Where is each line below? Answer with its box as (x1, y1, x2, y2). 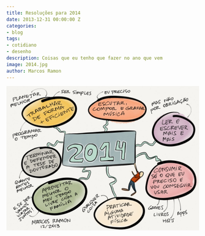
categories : (6, 23, 37, 29)
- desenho (6, 49, 32, 55)
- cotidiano (6, 42, 37, 48)
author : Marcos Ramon (6, 68, 62, 74)
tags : (6, 35, 20, 42)
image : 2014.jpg (6, 61, 48, 67)
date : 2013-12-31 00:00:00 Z (6, 16, 81, 23)
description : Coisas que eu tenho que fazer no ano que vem (6, 55, 163, 61)
